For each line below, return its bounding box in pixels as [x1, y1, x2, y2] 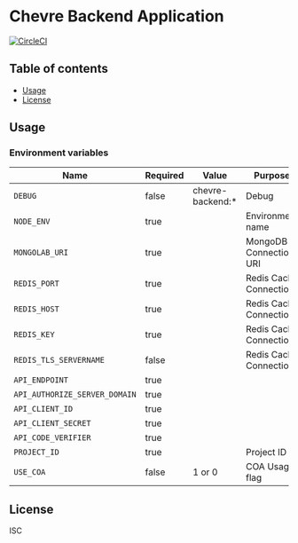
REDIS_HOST [13, 304, 59, 314]
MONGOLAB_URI [13, 248, 69, 258]
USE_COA [13, 468, 46, 477]
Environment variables [9, 146, 109, 159]
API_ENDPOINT [13, 375, 69, 385]
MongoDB [245, 235, 288, 248]
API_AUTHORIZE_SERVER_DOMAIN [13, 390, 137, 400]
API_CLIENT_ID [13, 404, 74, 414]
